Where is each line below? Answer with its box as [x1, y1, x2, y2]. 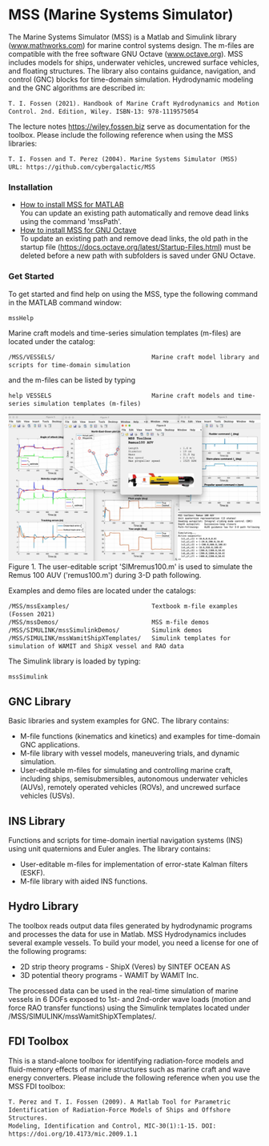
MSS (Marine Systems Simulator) [8, 6, 234, 24]
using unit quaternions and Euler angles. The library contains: [8, 843, 211, 853]
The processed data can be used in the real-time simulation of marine [8, 986, 239, 996]
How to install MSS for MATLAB [19, 200, 124, 210]
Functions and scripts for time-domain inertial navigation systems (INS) [8, 835, 243, 845]
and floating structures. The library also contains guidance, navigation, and [8, 66, 256, 75]
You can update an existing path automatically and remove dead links [19, 208, 250, 218]
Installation [8, 182, 54, 193]
